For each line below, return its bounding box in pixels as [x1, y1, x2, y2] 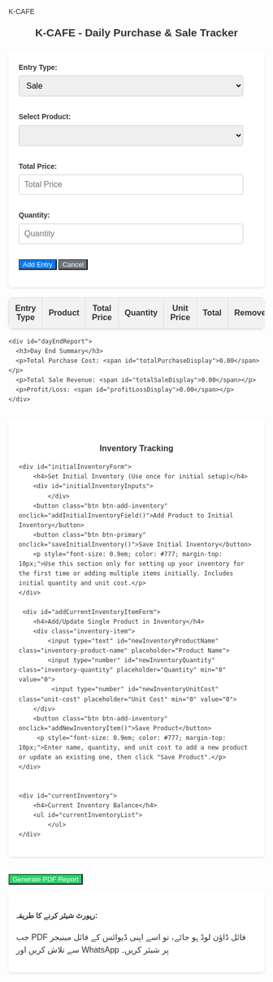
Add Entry [23, 260, 53, 269]
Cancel [62, 260, 84, 269]
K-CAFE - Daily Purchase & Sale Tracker [35, 26, 238, 39]
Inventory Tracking [99, 443, 174, 453]
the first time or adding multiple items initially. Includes [19, 569, 234, 578]
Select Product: [19, 112, 71, 122]
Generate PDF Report [12, 875, 79, 884]
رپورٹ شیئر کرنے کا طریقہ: [15, 911, 98, 920]
